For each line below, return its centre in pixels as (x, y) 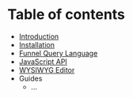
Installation (37, 44)
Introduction (39, 36)
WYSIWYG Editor (47, 70)
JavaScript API (43, 62)
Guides (30, 78)
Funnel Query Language (58, 53)
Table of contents (66, 15)
